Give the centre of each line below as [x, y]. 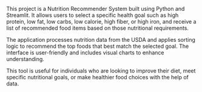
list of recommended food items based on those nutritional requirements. [98, 28]
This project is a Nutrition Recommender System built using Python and [96, 9]
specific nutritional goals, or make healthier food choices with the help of [98, 77]
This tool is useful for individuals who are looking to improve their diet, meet [101, 71]
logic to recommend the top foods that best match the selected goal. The [98, 46]
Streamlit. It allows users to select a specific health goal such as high [93, 15]
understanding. [25, 59]
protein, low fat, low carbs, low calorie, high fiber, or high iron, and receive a [101, 21]
